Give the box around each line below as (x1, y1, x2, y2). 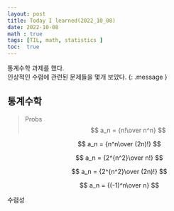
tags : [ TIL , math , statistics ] (7, 37, 103, 44)
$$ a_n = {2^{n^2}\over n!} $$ (75, 153, 163, 162)
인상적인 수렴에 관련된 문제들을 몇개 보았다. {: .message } (7, 72, 168, 81)
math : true (7, 30, 43, 38)
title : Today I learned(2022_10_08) (7, 17, 116, 24)
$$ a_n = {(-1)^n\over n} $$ (79, 180, 160, 189)
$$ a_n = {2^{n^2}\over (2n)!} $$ (71, 167, 168, 175)
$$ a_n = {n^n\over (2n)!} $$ (77, 139, 161, 148)
